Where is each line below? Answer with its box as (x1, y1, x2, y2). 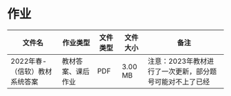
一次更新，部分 (161, 67, 210, 76)
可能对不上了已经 (154, 77, 210, 86)
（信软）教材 (10, 67, 53, 76)
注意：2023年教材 (147, 56, 208, 66)
